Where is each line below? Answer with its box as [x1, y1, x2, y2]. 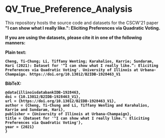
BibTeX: [5, 80, 21, 86]
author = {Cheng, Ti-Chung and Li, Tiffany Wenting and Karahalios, [5, 103, 150, 108]
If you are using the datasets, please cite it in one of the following [5, 34, 142, 40]
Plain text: [5, 49, 26, 55]
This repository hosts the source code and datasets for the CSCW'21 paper [5, 20, 159, 26]
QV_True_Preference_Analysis [5, 3, 133, 15]
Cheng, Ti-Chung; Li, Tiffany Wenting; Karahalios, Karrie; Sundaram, [5, 59, 154, 64]
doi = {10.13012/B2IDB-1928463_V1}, [5, 94, 81, 99]
